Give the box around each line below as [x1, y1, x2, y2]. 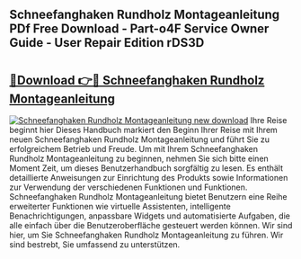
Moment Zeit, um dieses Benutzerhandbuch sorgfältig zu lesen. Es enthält [9, 163, 284, 174]
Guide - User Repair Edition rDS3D [9, 35, 205, 50]
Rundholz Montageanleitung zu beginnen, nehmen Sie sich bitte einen [9, 153, 270, 164]
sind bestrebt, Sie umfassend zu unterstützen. [9, 239, 181, 250]
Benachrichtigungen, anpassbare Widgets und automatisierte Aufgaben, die [9, 210, 290, 221]
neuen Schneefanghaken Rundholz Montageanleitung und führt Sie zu [9, 134, 270, 145]
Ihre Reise [250, 115, 288, 125]
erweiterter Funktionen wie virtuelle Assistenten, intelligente [9, 201, 231, 211]
